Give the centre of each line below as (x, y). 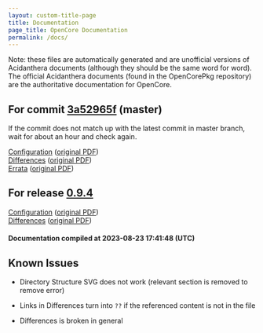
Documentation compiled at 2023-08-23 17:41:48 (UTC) (102, 238)
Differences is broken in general (71, 321)
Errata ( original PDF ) (41, 169)
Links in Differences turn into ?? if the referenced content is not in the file (137, 306)
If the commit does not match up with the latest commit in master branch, (127, 128)
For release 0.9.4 (51, 193)
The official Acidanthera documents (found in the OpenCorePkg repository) (130, 76)
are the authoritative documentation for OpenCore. (90, 85)
